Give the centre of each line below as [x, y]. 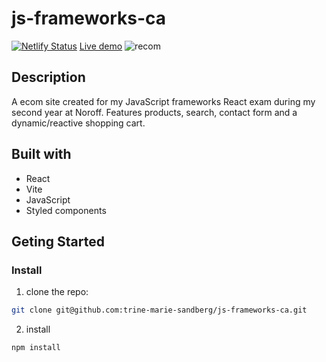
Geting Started [58, 241]
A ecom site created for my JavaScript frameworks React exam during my [163, 101]
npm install [36, 348]
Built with [41, 154]
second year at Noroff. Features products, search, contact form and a [154, 112]
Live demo [101, 46]
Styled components [66, 210]
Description [48, 77]
